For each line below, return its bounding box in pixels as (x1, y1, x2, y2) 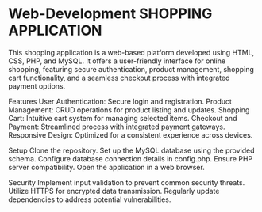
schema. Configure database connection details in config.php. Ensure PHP (8, 153, 253, 163)
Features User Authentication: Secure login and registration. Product (8, 97, 233, 106)
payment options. (8, 81, 66, 91)
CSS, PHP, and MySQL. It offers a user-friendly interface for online (8, 56, 226, 66)
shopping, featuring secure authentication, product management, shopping (8, 64, 254, 74)
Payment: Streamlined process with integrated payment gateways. (8, 122, 225, 131)
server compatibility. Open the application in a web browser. (8, 162, 205, 172)
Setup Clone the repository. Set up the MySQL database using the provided (8, 146, 255, 155)
